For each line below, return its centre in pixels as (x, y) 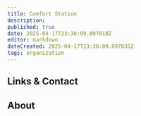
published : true (31, 27)
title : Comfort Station (42, 14)
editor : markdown (33, 40)
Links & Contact (43, 82)
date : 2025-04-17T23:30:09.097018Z (60, 33)
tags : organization (36, 53)
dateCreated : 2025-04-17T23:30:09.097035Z (70, 46)
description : (26, 20)
